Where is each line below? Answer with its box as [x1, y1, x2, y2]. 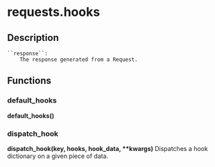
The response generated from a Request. [19, 56, 138, 63]
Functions [7, 75, 52, 87]
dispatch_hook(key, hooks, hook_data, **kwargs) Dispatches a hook [7, 144, 208, 152]
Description [7, 32, 59, 44]
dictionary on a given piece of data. [7, 152, 109, 160]
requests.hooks [7, 4, 101, 20]
